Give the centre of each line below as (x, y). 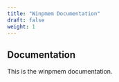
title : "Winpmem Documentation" (54, 14)
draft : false (26, 20)
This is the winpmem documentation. (60, 72)
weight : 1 (21, 26)
